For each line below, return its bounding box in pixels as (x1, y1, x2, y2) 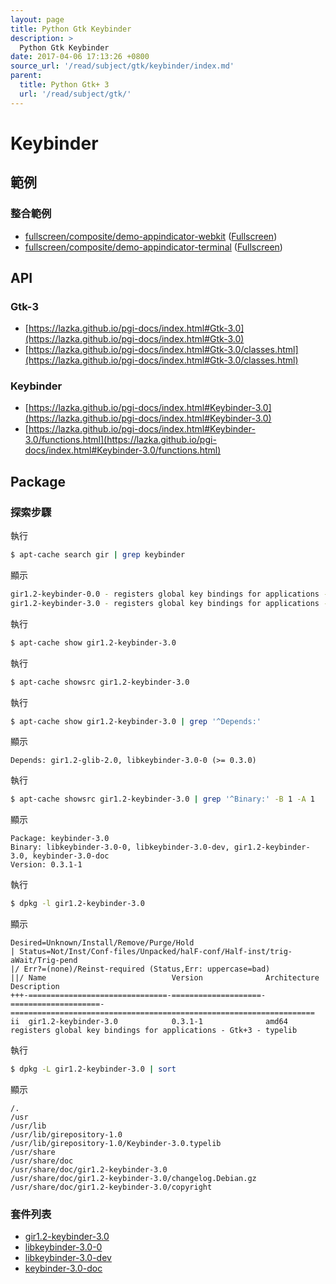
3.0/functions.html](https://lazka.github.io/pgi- (24, 434, 217, 446)
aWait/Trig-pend (10, 956, 78, 966)
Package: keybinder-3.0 (10, 834, 110, 844)
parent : (10, 71, 43, 81)
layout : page (10, 14, 65, 25)
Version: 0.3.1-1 (10, 860, 83, 870)
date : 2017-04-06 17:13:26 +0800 (10, 52, 150, 62)
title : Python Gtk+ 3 (19, 80, 110, 90)
